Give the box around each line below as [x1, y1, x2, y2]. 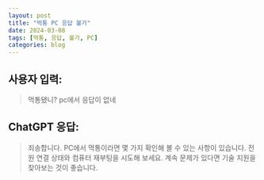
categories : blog [8, 41, 66, 49]
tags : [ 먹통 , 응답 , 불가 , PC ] [8, 33, 98, 42]
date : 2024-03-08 [8, 26, 66, 34]
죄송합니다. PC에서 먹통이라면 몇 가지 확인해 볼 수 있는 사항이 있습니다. [27, 143, 247, 152]
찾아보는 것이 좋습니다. [27, 163, 98, 172]
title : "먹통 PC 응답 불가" [8, 19, 91, 27]
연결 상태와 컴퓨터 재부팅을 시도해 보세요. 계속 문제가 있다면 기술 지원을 [36, 152, 256, 163]
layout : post [8, 11, 52, 20]
